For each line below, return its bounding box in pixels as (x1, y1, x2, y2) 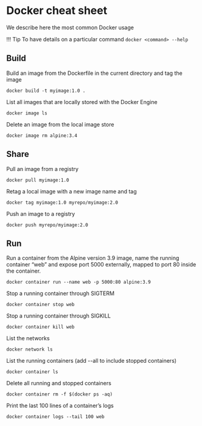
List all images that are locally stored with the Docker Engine (6, 98, 158, 105)
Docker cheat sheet (6, 4, 108, 18)
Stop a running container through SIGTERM (6, 290, 114, 297)
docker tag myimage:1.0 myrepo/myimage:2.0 (6, 199, 119, 206)
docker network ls (6, 346, 53, 353)
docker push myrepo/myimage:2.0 (6, 222, 88, 228)
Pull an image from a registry (6, 165, 79, 172)
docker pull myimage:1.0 (6, 177, 69, 183)
